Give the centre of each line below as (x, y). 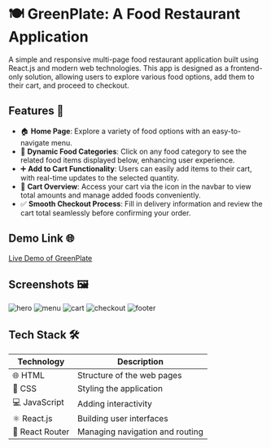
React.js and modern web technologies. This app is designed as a (119, 67)
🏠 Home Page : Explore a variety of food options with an (115, 131)
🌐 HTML (28, 376)
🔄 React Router (41, 432)
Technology (41, 362)
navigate (35, 142)
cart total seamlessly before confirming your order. (105, 213)
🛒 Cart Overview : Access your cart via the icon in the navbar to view (135, 186)
